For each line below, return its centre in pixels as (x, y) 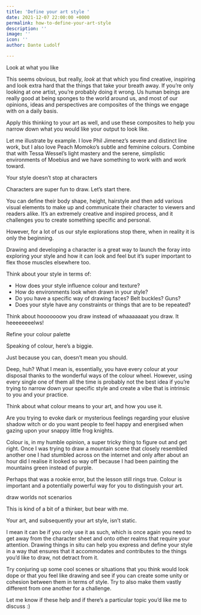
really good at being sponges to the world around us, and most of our (92, 98)
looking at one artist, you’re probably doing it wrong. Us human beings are (98, 92)
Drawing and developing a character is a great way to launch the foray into (98, 249)
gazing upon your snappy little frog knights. (60, 430)
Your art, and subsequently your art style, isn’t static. (71, 520)
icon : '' (17, 40)
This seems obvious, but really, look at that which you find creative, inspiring (101, 79)
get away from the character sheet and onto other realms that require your (98, 538)
